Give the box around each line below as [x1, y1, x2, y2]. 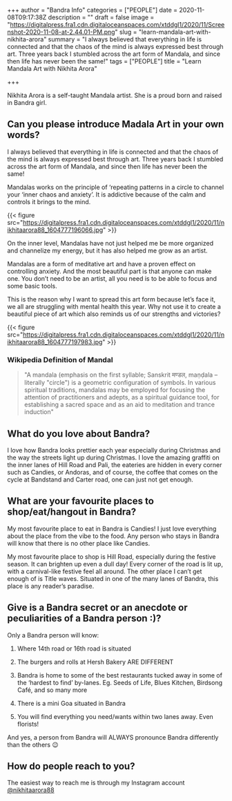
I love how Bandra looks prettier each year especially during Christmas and [7, 446, 221, 454]
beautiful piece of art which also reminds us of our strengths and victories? [7, 310, 221, 318]
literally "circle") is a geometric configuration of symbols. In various [23, 379, 216, 387]
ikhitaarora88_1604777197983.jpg [7, 337, 103, 346]
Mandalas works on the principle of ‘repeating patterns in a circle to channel [7, 183, 224, 191]
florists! [17, 720, 39, 728]
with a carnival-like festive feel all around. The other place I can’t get [7, 567, 202, 575]
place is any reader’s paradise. [7, 582, 95, 590]
